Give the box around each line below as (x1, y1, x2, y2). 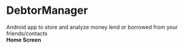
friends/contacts (6, 29, 48, 37)
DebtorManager (6, 4, 88, 17)
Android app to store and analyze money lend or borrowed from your (6, 23, 178, 31)
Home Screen (6, 36, 41, 43)
